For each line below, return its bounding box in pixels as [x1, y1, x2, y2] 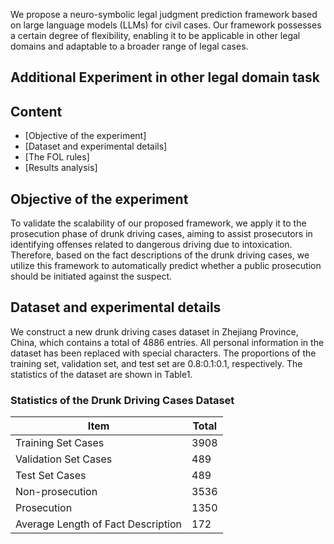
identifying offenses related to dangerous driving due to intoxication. [10, 239, 293, 251]
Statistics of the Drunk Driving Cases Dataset [10, 393, 235, 407]
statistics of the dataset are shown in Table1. [10, 368, 193, 380]
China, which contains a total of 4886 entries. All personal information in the [10, 336, 325, 348]
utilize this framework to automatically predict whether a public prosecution [10, 260, 322, 272]
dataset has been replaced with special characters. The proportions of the [10, 347, 317, 359]
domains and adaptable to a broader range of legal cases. [10, 40, 249, 52]
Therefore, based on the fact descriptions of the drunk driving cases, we [10, 249, 310, 261]
